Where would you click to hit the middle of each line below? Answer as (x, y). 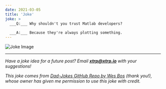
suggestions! (18, 66)
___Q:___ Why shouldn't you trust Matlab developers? (66, 23)
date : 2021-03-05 (23, 10)
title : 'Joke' (20, 14)
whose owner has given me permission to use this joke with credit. (73, 81)
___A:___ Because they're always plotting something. (66, 33)
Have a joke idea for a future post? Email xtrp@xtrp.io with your (71, 61)
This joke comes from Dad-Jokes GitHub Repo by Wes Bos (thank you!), (79, 76)
